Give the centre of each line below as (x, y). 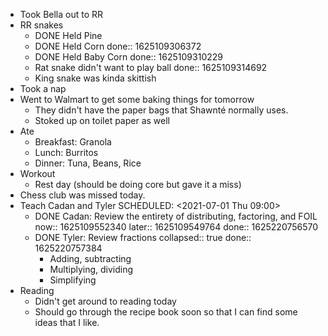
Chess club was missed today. (82, 195)
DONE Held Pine (68, 35)
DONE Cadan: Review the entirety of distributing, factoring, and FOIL (176, 216)
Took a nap (43, 88)
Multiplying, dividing (91, 269)
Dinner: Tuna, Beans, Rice (88, 163)
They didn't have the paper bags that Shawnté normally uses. (161, 110)
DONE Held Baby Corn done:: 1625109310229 (128, 57)
